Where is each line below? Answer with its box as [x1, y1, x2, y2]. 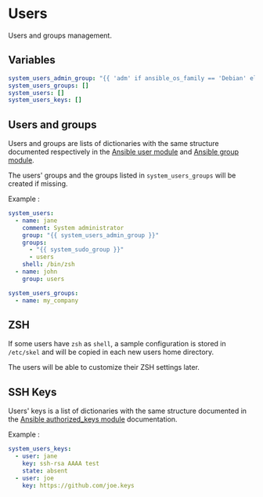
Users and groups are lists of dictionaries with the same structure [8, 139, 219, 148]
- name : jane [15, 217, 58, 225]
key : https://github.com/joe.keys [22, 481, 135, 489]
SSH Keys [8, 386, 57, 399]
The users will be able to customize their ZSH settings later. [8, 363, 200, 372]
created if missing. [8, 179, 68, 188]
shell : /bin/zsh [22, 261, 76, 269]
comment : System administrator [22, 224, 124, 232]
